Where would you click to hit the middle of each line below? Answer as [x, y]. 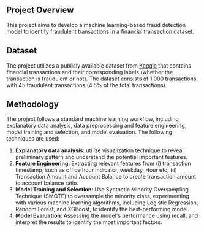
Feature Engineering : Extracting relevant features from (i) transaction [103, 164]
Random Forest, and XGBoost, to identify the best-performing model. [102, 209]
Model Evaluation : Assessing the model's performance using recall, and [107, 216]
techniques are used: [33, 139]
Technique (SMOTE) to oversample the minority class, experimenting [102, 196]
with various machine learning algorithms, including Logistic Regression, [107, 203]
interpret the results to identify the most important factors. [89, 222]
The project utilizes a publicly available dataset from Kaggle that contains [99, 65]
